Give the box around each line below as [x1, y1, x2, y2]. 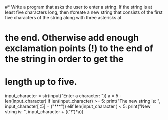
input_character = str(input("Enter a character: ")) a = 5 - [5, 93, 122, 99]
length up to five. [5, 76, 77, 88]
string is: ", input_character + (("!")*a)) [5, 109, 84, 115]
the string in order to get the [5, 53, 124, 65]
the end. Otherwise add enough [5, 32, 139, 44]
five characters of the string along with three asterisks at [5, 15, 122, 20]
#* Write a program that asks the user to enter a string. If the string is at [5, 4, 152, 10]
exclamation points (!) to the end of [5, 43, 153, 54]
